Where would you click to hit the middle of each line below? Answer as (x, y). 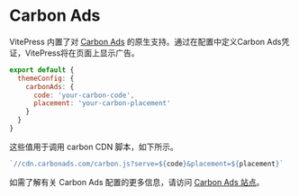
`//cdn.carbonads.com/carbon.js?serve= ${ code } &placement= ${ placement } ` (146, 164)
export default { (42, 70)
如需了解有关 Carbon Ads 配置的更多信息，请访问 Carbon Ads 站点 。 (137, 182)
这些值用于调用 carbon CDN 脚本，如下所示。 (94, 147)
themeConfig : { (46, 78)
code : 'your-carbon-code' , (84, 95)
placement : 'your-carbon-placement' (102, 103)
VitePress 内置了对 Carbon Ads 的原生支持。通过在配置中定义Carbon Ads (145, 41)
